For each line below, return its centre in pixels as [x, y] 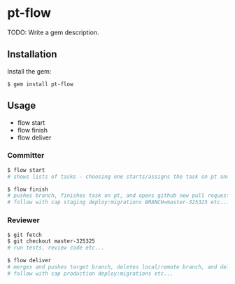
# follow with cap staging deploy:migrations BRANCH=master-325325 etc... [119, 202]
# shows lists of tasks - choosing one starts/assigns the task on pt [112, 177]
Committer [26, 156]
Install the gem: [29, 71]
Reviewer [23, 220]
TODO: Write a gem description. [53, 32]
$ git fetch [24, 235]
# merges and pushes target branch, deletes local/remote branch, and [112, 267]
